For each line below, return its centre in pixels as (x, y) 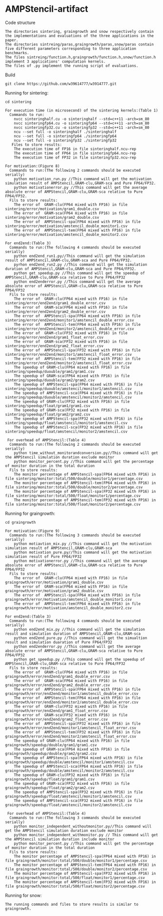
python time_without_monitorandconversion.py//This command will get (86, 453)
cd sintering (18, 102)
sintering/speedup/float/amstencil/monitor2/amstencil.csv (66, 432)
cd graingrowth (20, 522)
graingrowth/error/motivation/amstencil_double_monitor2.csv (69, 608)
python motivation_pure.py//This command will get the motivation (83, 552)
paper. (12, 40)
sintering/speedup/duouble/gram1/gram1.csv (50, 371)
